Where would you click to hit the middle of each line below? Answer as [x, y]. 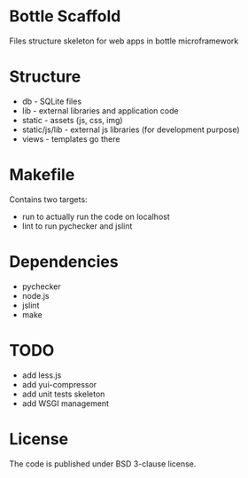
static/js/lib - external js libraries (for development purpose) [131, 129]
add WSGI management [65, 403]
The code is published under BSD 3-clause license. [103, 464]
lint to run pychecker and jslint [77, 226]
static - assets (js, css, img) [72, 120]
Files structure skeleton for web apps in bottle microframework [124, 41]
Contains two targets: [48, 199]
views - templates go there [71, 138]
